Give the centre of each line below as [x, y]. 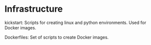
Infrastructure [34, 9]
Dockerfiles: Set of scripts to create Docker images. [57, 37]
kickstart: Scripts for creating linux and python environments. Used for [75, 22]
